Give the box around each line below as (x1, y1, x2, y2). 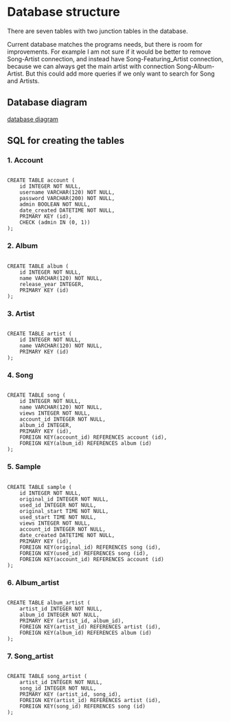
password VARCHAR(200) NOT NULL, (19, 195, 115, 202)
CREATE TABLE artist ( (7, 331, 72, 338)
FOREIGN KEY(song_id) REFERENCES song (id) (19, 703, 146, 710)
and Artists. (7, 76, 40, 85)
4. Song (7, 370, 34, 380)
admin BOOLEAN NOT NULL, (19, 201, 91, 208)
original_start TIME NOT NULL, (19, 507, 109, 514)
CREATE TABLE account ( (7, 177, 76, 184)
